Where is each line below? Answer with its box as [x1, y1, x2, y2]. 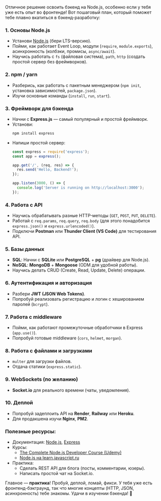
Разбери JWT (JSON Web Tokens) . [12, 291, 85, 297]
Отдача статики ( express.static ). [12, 363, 82, 370]
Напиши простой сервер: [12, 139, 65, 145]
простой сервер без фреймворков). [12, 59, 87, 65]
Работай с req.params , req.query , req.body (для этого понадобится [12, 218, 150, 224]
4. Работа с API [5, 201, 43, 208]
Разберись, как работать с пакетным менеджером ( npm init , [12, 82, 141, 88]
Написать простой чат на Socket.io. [19, 471, 94, 476]
